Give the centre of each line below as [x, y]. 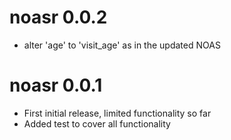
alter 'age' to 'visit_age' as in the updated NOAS [122, 45]
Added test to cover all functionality [97, 123]
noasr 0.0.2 [58, 17]
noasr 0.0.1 [56, 85]
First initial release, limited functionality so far [117, 113]
